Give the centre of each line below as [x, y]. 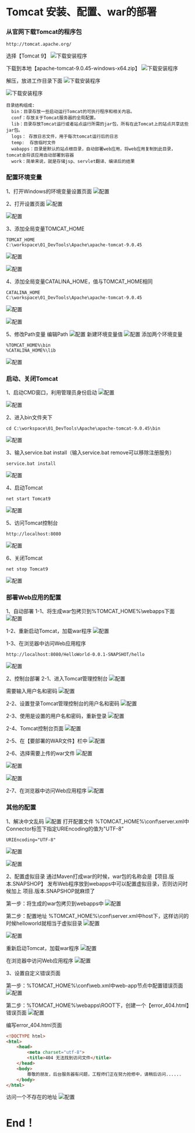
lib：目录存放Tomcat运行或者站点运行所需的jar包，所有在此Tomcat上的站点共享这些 [100, 124]
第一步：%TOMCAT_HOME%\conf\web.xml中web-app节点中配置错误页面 [95, 985]
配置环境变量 [24, 178]
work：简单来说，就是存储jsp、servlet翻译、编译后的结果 [73, 162]
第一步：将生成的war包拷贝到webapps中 [55, 903]
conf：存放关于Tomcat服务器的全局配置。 [55, 118]
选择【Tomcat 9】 [28, 56]
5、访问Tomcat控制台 [32, 523]
